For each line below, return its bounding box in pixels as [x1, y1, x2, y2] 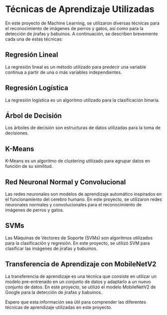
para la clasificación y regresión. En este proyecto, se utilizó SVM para [5, 240, 150, 246]
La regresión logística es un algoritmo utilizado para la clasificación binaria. [5, 97, 160, 103]
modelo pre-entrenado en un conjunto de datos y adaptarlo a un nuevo [5, 278, 151, 284]
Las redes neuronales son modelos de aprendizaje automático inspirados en [5, 191, 162, 197]
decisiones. [5, 130, 29, 136]
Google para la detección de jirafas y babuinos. [5, 289, 102, 295]
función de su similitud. [5, 163, 53, 169]
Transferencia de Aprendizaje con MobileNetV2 [5, 260, 157, 268]
